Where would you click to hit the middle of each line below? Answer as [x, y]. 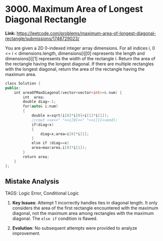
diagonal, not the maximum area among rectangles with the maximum [83, 213]
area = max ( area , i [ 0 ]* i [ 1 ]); [59, 148]
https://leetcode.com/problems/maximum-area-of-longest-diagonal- [86, 33]
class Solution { [23, 83]
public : [13, 88]
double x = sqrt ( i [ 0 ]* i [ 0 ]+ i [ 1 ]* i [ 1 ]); [70, 116]
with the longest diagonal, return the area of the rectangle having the [75, 69]
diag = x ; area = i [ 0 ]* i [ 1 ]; [65, 134]
